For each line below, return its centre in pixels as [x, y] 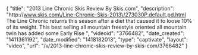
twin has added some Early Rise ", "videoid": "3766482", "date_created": [95, 33]
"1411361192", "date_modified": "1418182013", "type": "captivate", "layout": [97, 39]
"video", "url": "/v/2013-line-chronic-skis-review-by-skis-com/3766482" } [97, 46]
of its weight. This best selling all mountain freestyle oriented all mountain [96, 27]
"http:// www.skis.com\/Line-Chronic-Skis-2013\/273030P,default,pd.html [96, 15]
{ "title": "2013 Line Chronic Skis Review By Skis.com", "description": [90, 8]
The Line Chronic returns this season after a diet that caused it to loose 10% [99, 21]
